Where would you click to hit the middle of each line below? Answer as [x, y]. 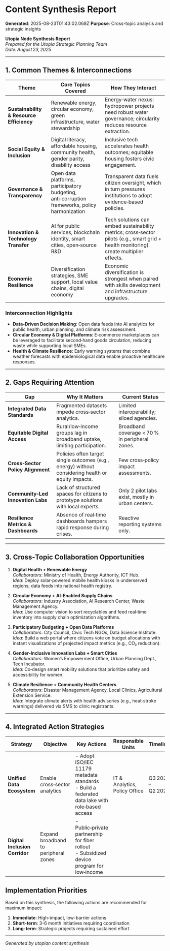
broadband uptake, [79, 439]
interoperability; [137, 412]
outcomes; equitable [129, 152]
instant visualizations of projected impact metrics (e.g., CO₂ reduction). [87, 643]
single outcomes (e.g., [83, 460]
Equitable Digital [28, 433]
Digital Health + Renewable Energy [50, 569]
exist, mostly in [136, 497]
